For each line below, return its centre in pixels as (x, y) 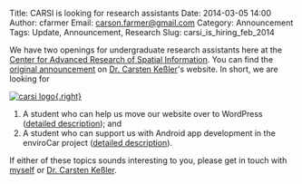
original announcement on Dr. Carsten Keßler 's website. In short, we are (144, 69)
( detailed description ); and (72, 123)
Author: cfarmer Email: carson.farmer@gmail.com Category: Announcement (151, 23)
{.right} (68, 96)
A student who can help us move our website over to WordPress (142, 114)
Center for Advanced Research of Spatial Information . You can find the (141, 59)
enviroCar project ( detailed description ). (97, 143)
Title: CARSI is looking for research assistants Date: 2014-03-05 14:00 (141, 13)
